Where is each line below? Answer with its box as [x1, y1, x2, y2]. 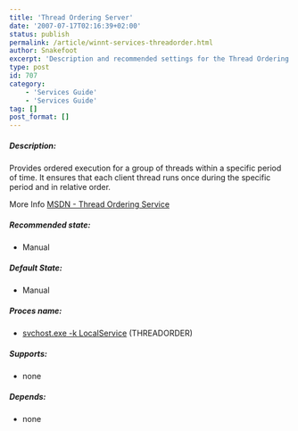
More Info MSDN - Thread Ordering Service [9, 199, 170, 210]
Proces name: [9, 305, 62, 316]
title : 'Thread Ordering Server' [9, 12, 134, 22]
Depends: [9, 391, 46, 402]
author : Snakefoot [9, 46, 78, 55]
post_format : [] [9, 112, 70, 121]
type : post [9, 63, 50, 72]
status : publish [9, 29, 70, 38]
